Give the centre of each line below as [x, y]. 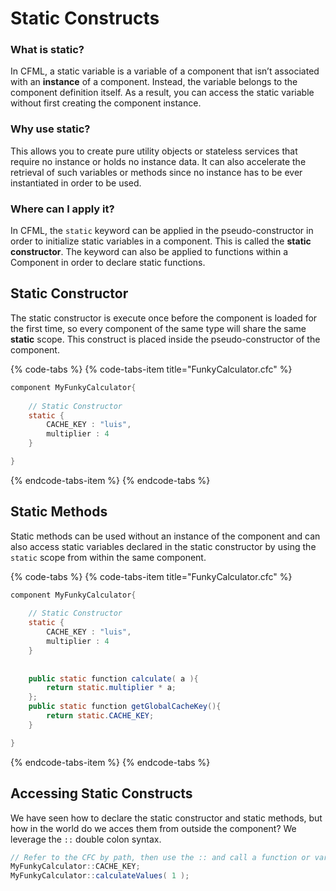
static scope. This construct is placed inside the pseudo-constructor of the [165, 339]
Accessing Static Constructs [101, 793]
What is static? [47, 50]
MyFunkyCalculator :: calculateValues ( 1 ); [100, 876]
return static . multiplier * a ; [111, 688]
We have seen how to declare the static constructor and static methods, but [166, 818]
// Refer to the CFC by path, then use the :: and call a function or [160, 857]
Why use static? [50, 129]
